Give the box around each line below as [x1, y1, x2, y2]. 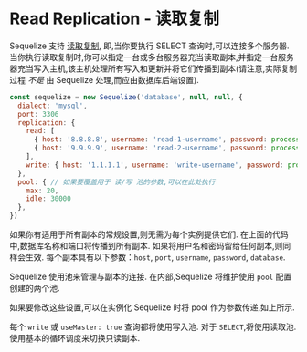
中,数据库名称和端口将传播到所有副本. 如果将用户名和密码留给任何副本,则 [9, 241, 283, 252]
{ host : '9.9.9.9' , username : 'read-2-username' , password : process [33, 143, 301, 153]
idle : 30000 [26, 194, 71, 203]
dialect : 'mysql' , [17, 101, 89, 110]
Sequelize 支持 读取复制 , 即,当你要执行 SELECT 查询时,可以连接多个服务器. [9, 40, 290, 51]
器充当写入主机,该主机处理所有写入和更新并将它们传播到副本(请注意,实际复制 [9, 63, 298, 74]
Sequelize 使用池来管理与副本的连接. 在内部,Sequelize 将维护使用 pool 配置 [9, 271, 292, 283]
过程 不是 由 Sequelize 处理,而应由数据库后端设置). [9, 74, 199, 85]
